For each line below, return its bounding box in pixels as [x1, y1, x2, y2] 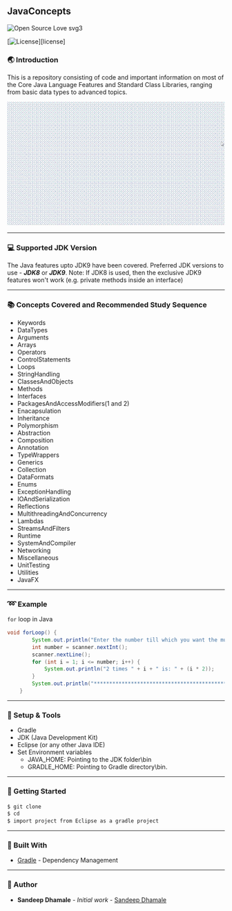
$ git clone [7, 803, 41, 810]
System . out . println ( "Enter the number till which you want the [32, 636, 217, 644]
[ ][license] [7, 37, 66, 46]
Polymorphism [17, 421, 59, 429]
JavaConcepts [7, 6, 71, 17]
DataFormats [17, 473, 54, 481]
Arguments [17, 333, 49, 341]
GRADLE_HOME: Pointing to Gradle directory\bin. [27, 763, 168, 771]
